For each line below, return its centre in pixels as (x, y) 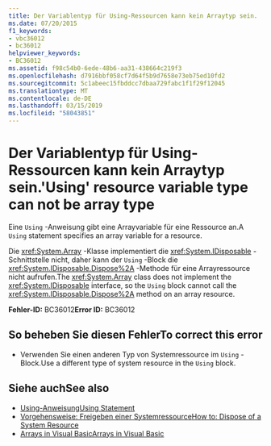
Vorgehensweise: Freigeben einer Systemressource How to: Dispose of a (141, 416)
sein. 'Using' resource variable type (128, 188)
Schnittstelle (29, 260)
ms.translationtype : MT (48, 91)
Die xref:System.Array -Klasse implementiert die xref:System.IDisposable (130, 251)
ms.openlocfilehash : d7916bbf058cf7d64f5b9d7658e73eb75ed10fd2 (117, 76)
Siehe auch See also (59, 388)
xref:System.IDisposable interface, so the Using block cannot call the (123, 285)
